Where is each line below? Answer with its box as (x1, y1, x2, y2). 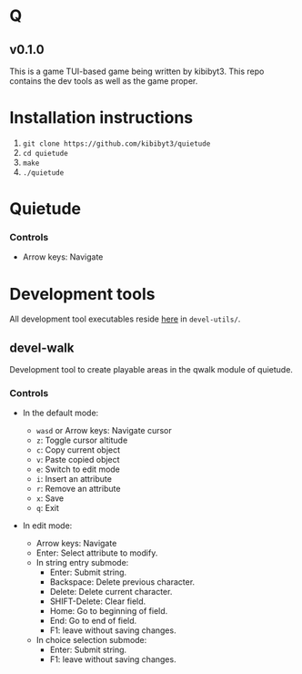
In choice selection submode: (35, 635, 147, 646)
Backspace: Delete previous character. (49, 577, 196, 587)
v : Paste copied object (35, 454, 120, 465)
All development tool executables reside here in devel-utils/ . (9, 313, 241, 324)
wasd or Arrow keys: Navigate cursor (35, 425, 173, 436)
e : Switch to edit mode (35, 464, 121, 475)
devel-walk (9, 340, 75, 355)
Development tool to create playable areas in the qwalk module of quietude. (9, 364, 294, 375)
